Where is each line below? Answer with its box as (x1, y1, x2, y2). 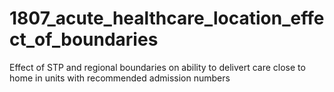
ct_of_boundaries (9, 28, 159, 51)
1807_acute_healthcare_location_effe (9, 7, 325, 30)
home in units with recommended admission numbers (9, 72, 231, 84)
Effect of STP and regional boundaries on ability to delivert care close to (9, 61, 306, 73)
